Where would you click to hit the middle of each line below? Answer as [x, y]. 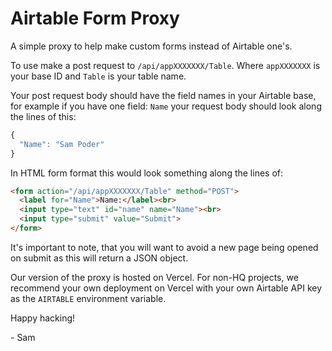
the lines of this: [43, 116]
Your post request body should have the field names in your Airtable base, [163, 95]
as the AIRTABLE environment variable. [88, 298]
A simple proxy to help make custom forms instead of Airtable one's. [151, 46]
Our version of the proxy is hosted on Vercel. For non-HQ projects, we [154, 277]
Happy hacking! [43, 318]
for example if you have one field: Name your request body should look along [166, 106]
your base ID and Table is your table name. [98, 76]
